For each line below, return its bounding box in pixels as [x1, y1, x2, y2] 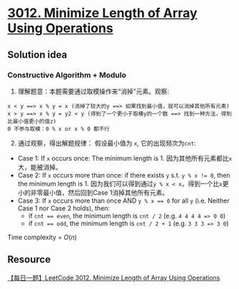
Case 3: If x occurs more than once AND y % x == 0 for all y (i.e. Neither [17, 196, 230, 205]
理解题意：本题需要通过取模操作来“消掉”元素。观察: [17, 87, 170, 96]
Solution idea [7, 49, 68, 61]
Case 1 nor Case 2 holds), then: [17, 203, 111, 212]
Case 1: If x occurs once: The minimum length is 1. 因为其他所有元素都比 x [17, 153, 233, 162]
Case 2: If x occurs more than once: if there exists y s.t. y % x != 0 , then [17, 171, 230, 179]
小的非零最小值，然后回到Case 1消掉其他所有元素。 [17, 188, 169, 197]
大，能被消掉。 [17, 163, 62, 171]
